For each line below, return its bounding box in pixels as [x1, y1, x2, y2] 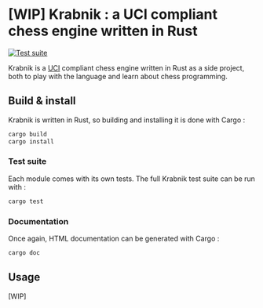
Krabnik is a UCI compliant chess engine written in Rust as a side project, [8, 63, 245, 72]
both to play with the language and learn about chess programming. [8, 71, 228, 81]
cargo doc [8, 248, 41, 256]
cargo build [8, 130, 47, 138]
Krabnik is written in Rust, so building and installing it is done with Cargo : [8, 115, 246, 125]
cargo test [8, 197, 44, 205]
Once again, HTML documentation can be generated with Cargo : [8, 234, 220, 243]
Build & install [8, 94, 76, 107]
